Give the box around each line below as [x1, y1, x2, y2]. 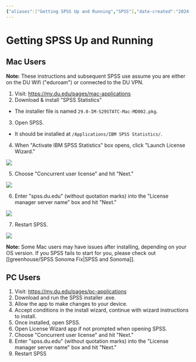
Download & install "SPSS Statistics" [14, 96, 102, 103]
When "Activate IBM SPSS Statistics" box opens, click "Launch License [14, 142, 185, 149]
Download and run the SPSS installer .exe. [14, 294, 116, 301]
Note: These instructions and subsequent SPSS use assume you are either [6, 73, 185, 80]
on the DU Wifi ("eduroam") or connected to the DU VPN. [6, 78, 144, 85]
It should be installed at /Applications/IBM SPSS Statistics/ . [14, 130, 163, 137]
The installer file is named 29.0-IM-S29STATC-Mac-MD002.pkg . [14, 108, 158, 115]
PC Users [6, 273, 41, 282]
